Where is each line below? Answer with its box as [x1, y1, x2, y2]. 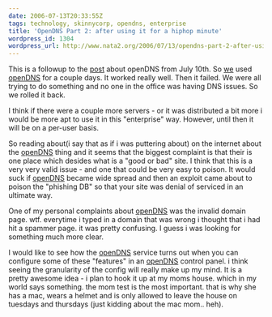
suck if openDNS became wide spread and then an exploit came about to [8, 173, 253, 183]
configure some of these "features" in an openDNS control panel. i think [8, 256, 249, 266]
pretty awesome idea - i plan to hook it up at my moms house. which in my [8, 273, 257, 284]
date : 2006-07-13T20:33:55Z [8, 11, 104, 20]
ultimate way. [8, 191, 53, 200]
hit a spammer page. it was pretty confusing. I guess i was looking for [8, 224, 241, 233]
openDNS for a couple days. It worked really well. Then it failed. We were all [8, 73, 261, 83]
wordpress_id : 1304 [8, 34, 74, 43]
